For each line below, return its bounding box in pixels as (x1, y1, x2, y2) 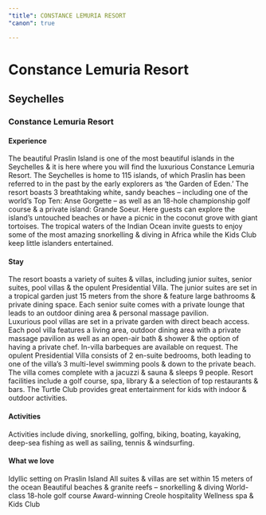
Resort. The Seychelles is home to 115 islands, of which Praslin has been (8, 171, 245, 180)
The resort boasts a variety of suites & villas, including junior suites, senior (8, 275, 252, 284)
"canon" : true (8, 19, 56, 27)
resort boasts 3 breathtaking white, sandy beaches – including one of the (8, 188, 248, 197)
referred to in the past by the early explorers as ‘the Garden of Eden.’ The (8, 179, 249, 188)
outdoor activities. (8, 393, 68, 403)
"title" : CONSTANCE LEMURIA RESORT (8, 11, 127, 20)
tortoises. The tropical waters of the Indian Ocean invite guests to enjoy (8, 221, 243, 232)
